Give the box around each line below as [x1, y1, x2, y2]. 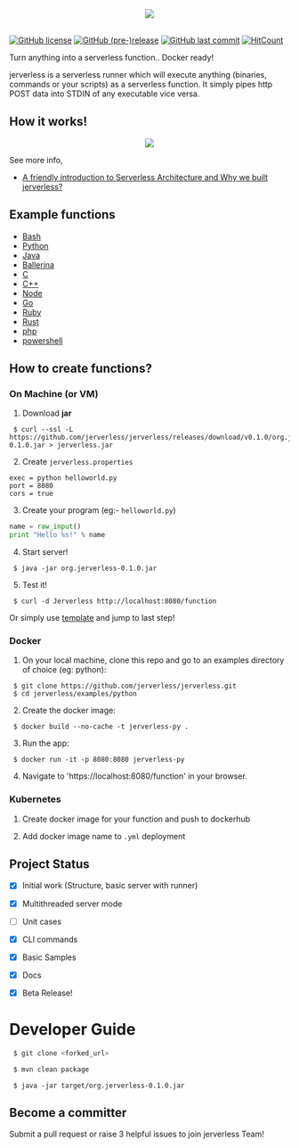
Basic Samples [21, 952, 77, 962]
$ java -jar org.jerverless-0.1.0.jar [12, 564, 158, 574]
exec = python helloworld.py [9, 474, 117, 483]
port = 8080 [9, 482, 53, 491]
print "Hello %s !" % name [9, 531, 105, 540]
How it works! [9, 114, 87, 129]
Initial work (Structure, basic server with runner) [21, 880, 198, 891]
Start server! [21, 547, 69, 557]
